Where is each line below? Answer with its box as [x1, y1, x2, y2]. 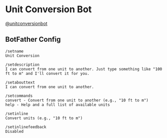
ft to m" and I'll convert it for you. [5, 71, 90, 76]
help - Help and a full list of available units [5, 102, 110, 107]
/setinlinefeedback [5, 124, 47, 129]
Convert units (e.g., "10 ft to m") [5, 116, 83, 121]
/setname [5, 48, 24, 54]
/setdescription [5, 62, 40, 67]
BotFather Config [5, 35, 61, 44]
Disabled [5, 129, 24, 134]
